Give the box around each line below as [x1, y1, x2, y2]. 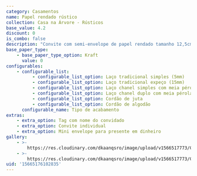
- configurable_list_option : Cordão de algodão [32, 101, 151, 107]
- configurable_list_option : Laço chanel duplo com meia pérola [32, 90, 193, 96]
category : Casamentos [6, 8, 59, 15]
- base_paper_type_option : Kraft [16, 52, 98, 58]
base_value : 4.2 [6, 25, 46, 31]
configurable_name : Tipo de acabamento [21, 107, 119, 113]
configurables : [6, 63, 43, 69]
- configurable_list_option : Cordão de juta [32, 96, 143, 101]
